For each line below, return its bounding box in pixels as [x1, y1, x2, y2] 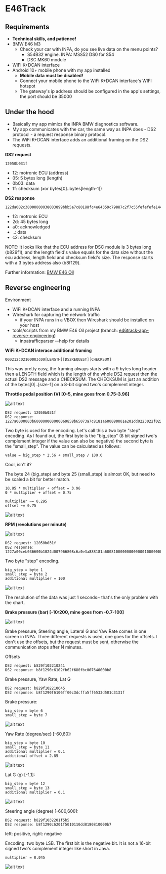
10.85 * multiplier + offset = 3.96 [5, 485, 81, 491]
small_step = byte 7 [5, 712, 48, 717]
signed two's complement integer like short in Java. [5, 845, 110, 851]
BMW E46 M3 [12, 41, 41, 47]
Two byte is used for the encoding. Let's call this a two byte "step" [5, 427, 141, 433]
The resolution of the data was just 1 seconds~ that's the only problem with [5, 594, 158, 600]
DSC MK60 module [27, 57, 67, 62]
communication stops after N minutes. [5, 644, 83, 650]
